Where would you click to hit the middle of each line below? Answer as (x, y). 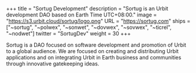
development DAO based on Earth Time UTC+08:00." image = (81, 15)
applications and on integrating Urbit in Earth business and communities (94, 57)
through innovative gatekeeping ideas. (53, 64)
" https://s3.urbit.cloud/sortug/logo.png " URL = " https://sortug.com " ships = (98, 21)
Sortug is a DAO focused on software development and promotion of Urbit (96, 45)
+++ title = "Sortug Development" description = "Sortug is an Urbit (87, 9)
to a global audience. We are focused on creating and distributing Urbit (92, 51)
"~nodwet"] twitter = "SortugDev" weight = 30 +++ (68, 34)
